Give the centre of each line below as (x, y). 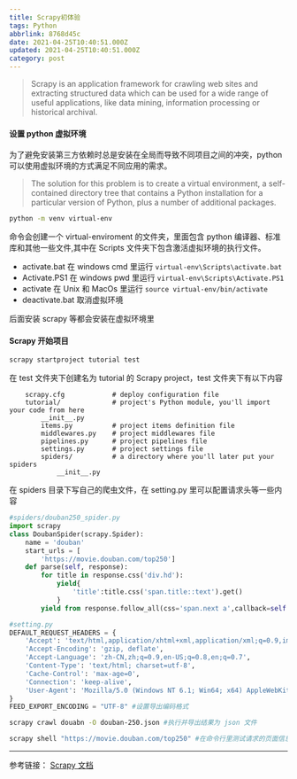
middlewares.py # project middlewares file (128, 434)
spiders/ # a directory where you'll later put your (158, 457)
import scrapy (35, 526)
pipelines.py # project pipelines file (124, 441)
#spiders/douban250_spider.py (65, 518)
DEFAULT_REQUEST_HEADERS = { (63, 633)
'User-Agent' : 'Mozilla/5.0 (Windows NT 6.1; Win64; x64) (134, 690)
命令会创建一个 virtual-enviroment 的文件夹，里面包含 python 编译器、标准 (145, 237)
